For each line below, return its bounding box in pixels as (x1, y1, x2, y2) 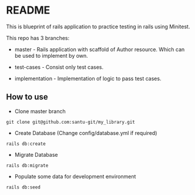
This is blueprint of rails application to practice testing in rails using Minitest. (6, 23, 190, 30)
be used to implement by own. (14, 52, 88, 59)
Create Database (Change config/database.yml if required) (14, 129, 157, 136)
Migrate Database (14, 151, 58, 158)
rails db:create (6, 141, 46, 147)
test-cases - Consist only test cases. (14, 63, 104, 71)
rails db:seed (6, 184, 41, 190)
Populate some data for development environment (14, 173, 136, 180)
